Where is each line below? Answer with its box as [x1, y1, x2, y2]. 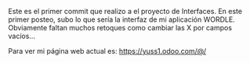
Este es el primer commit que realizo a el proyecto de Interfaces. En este [8, 7, 243, 16]
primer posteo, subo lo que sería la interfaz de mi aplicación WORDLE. [8, 15, 235, 24]
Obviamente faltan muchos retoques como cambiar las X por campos [8, 23, 233, 32]
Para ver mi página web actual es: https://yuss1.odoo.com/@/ [8, 47, 207, 55]
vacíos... [8, 31, 35, 40]
